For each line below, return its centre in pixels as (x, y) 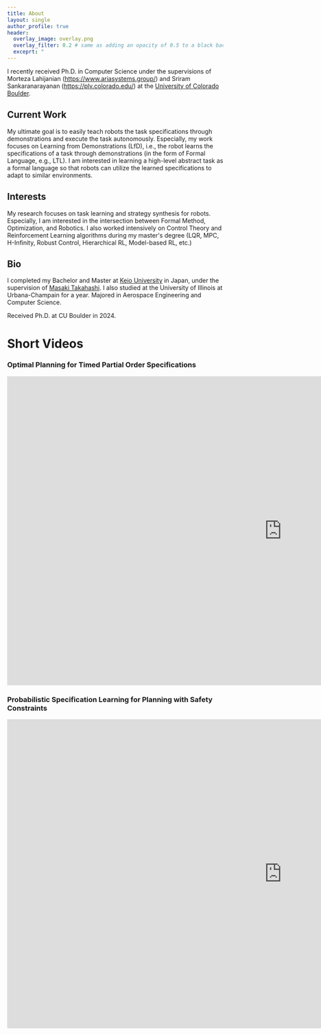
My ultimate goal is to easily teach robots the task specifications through (110, 131)
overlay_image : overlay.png (53, 39)
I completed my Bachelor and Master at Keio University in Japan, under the (113, 281)
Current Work (37, 115)
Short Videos (45, 343)
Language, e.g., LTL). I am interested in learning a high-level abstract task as (115, 160)
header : (18, 33)
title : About (26, 13)
